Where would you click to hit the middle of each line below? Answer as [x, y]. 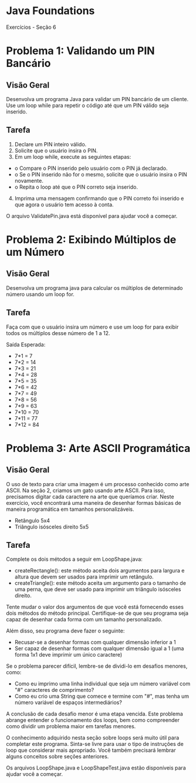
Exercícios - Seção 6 [31, 27]
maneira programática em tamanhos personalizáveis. [70, 509]
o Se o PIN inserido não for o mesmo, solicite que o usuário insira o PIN [101, 174]
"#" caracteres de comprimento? [54, 690]
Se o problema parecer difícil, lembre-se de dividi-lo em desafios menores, [97, 666]
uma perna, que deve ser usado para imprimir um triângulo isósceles [98, 590]
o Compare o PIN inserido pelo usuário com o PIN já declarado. [91, 168]
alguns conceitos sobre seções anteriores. [58, 757]
